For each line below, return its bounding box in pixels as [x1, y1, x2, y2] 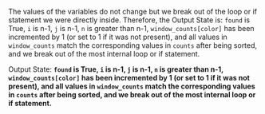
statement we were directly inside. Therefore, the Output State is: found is [8, 15, 250, 25]
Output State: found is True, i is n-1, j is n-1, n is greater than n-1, [8, 65, 223, 74]
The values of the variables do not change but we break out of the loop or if [8, 7, 258, 16]
